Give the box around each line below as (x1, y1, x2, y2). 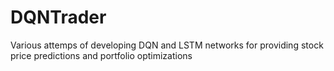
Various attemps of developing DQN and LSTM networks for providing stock (10, 39, 324, 51)
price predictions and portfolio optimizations (10, 49, 193, 61)
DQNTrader (10, 6, 107, 29)
